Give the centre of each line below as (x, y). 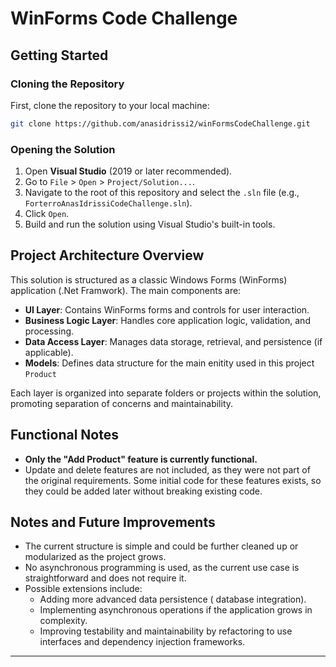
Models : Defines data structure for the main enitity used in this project (169, 363)
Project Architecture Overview (107, 255)
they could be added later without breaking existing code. (143, 491)
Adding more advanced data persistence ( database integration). (173, 599)
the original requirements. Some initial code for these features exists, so (173, 480)
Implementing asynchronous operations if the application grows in (176, 610)
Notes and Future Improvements (113, 522)
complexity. (63, 621)
